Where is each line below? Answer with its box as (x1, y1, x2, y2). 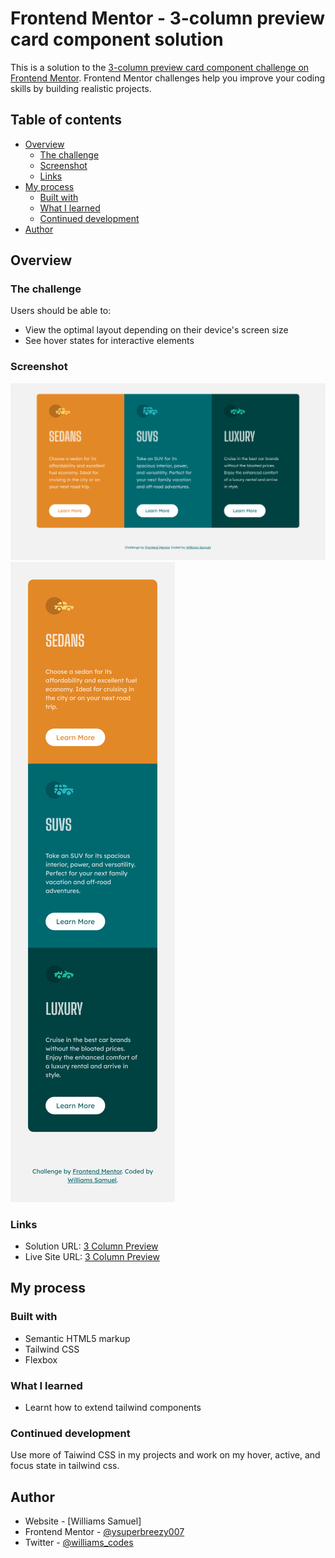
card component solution (10, 28, 224, 51)
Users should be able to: (10, 305, 112, 317)
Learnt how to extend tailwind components (24, 1402, 202, 1414)
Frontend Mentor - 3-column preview (10, 7, 326, 30)
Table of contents (10, 112, 122, 129)
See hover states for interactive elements (24, 335, 195, 347)
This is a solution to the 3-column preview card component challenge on (10, 61, 310, 73)
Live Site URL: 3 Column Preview (24, 1251, 160, 1263)
